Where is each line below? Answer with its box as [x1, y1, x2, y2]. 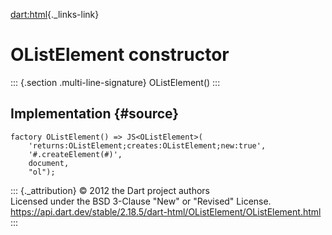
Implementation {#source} [10, 105, 180, 123]
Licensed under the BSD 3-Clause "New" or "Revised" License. [10, 195, 272, 207]
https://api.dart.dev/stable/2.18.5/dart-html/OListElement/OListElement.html [10, 205, 322, 218]
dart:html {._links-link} [10, 9, 100, 20]
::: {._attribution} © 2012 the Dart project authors [10, 184, 210, 196]
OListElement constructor [10, 44, 230, 66]
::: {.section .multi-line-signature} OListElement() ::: [10, 76, 221, 88]
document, [28, 158, 70, 168]
